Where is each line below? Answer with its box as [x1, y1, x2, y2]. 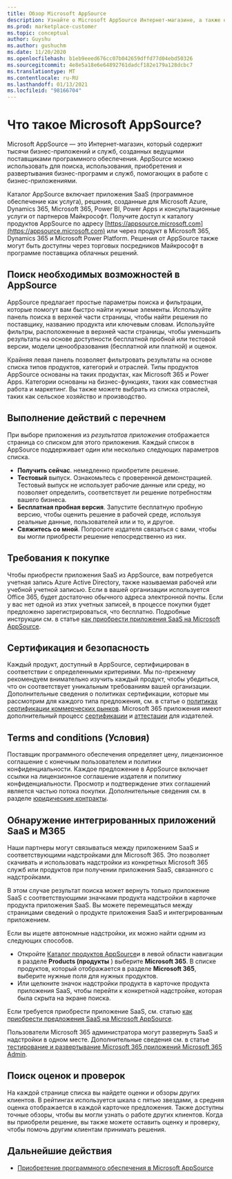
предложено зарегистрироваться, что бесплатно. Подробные [7, 607, 191, 615]
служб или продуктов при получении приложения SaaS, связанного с [7, 865, 214, 873]
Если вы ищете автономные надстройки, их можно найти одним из [7, 929, 206, 937]
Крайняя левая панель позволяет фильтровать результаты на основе [7, 355, 213, 364]
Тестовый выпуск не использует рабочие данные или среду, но [17, 481, 206, 489]
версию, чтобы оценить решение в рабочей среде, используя [17, 510, 202, 519]
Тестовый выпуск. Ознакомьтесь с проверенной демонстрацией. [17, 473, 213, 481]
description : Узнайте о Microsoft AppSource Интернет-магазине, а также [7, 17, 221, 24]
